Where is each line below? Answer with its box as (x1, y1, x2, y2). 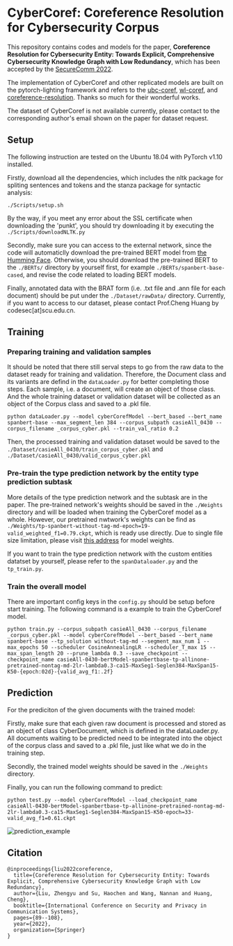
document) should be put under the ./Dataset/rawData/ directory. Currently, (7, 291, 226, 300)
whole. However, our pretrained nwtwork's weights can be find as (7, 515, 196, 523)
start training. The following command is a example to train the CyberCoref (7, 605, 222, 614)
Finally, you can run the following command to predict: (7, 783, 163, 791)
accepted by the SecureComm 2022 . (7, 65, 113, 73)
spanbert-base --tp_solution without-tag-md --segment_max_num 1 (7, 638, 200, 645)
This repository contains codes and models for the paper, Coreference (7, 42, 211, 51)
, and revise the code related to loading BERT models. (22, 270, 177, 279)
